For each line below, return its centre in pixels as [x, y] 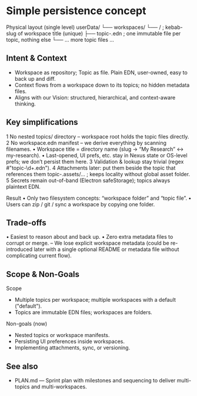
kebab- [174, 27]
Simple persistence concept [76, 11]
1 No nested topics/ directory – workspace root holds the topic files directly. [98, 136]
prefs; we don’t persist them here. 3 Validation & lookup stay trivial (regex [95, 161]
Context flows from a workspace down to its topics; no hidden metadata [102, 85]
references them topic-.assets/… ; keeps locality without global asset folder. [98, 174]
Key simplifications [42, 122]
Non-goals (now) [27, 324]
